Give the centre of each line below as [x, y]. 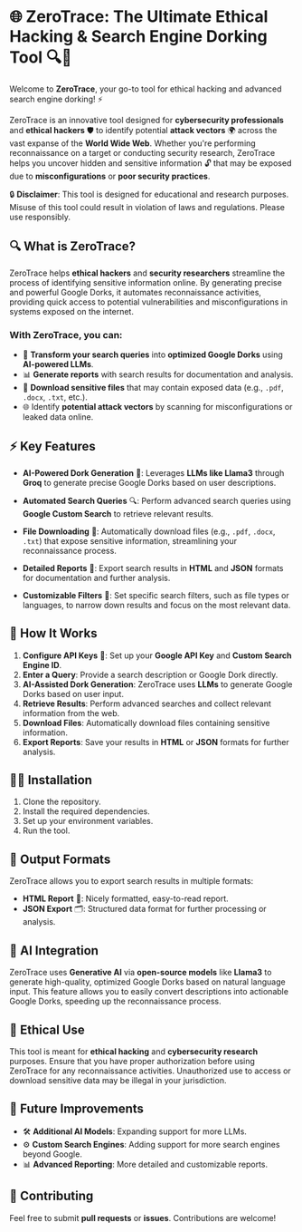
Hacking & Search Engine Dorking [139, 37]
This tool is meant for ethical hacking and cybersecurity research [134, 1051]
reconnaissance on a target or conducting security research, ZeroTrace [142, 152]
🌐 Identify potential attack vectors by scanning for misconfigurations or [157, 407]
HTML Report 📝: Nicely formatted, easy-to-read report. [125, 898]
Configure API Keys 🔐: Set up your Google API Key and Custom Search [157, 655]
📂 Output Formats [60, 859]
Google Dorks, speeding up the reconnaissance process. [115, 1001]
